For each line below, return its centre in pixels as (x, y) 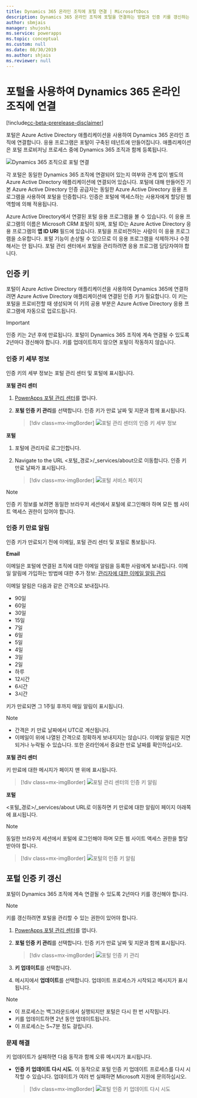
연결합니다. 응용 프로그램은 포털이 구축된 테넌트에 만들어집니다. (89, 142)
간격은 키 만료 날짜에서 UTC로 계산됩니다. (62, 730)
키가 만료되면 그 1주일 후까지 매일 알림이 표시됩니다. (65, 706)
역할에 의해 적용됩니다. (32, 204)
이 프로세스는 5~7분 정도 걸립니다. (54, 1026)
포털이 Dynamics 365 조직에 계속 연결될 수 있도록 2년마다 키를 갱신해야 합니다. (97, 893)
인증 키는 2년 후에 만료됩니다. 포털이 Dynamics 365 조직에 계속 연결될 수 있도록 (98, 335)
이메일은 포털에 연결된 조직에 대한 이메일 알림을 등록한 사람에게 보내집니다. (92, 565)
